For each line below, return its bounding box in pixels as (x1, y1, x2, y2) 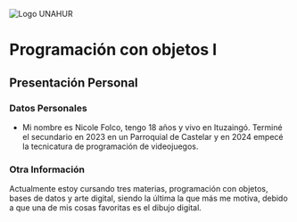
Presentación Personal (9, 75, 138, 90)
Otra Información (9, 163, 85, 176)
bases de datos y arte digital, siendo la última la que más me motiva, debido (9, 193, 288, 204)
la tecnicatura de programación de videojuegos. (21, 141, 199, 152)
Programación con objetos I (9, 40, 218, 60)
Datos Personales (9, 102, 87, 114)
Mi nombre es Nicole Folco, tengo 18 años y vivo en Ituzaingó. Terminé (21, 121, 283, 133)
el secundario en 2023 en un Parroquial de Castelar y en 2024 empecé (21, 131, 284, 142)
